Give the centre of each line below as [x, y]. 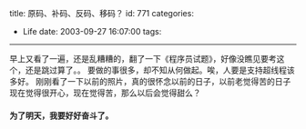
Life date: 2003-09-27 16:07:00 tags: [92, 31]
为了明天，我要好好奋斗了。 [61, 115]
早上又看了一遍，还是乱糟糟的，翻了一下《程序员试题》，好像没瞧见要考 [143, 59]
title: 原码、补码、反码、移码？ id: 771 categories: [102, 13]
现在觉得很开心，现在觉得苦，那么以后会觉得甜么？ [105, 93]
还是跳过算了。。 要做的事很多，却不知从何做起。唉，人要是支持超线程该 [160, 70]
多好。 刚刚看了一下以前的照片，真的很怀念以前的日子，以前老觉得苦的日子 [150, 81]
